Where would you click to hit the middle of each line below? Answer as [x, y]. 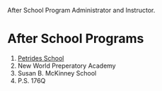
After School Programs [76, 39]
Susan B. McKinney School [57, 73]
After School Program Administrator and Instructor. [81, 10]
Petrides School [41, 58]
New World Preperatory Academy [66, 66]
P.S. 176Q [31, 80]
